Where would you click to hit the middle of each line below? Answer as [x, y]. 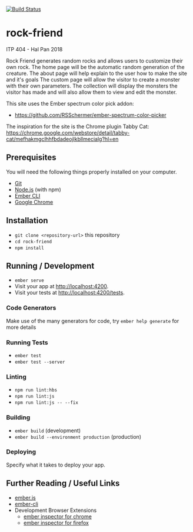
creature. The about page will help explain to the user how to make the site [96, 73]
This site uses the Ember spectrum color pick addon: [70, 103]
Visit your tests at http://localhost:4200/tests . [69, 293]
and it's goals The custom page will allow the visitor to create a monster [93, 79]
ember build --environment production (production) [78, 436]
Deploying [21, 452]
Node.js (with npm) [38, 190]
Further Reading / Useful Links [63, 483]
